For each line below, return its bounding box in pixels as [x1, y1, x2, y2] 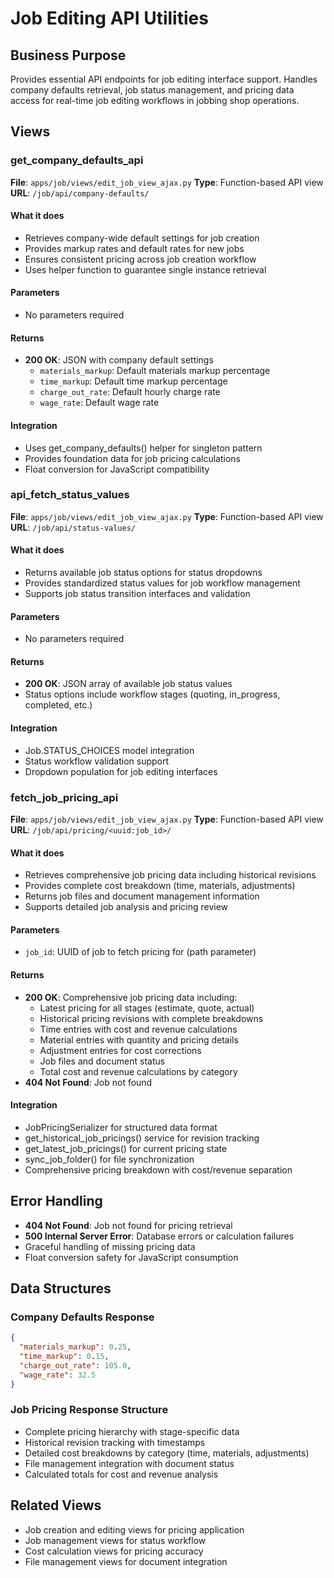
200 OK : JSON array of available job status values [24, 678, 233, 690]
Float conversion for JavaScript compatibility [24, 463, 210, 475]
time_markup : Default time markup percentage [39, 375, 228, 387]
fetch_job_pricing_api [10, 790, 119, 804]
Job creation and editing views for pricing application [24, 1523, 245, 1536]
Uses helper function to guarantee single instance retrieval [24, 263, 267, 276]
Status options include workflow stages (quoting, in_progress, [24, 688, 281, 701]
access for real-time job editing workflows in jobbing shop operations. [10, 95, 300, 106]
